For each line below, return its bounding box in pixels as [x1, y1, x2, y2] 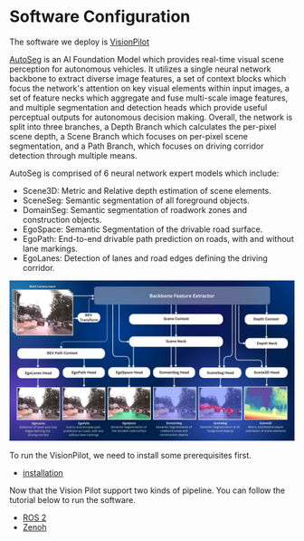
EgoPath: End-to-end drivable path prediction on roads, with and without [22, 233, 294, 244]
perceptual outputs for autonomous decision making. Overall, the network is [9, 111, 293, 122]
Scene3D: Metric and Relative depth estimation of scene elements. [22, 185, 271, 196]
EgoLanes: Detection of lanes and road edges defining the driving [22, 252, 269, 264]
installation [22, 468, 63, 478]
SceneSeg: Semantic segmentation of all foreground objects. [22, 195, 251, 206]
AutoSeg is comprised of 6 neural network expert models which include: [9, 168, 280, 179]
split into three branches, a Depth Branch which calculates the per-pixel [9, 121, 277, 132]
